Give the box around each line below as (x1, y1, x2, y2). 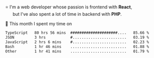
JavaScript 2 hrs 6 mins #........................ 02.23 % (5, 39, 149, 45)
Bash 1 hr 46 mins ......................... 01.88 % (5, 44, 149, 49)
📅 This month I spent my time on (5, 21, 72, 26)
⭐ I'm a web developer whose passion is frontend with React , (5, 4, 132, 10)
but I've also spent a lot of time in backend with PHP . (12, 11, 122, 17)
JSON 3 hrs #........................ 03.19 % (5, 35, 149, 40)
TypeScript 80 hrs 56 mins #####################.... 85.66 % (5, 30, 149, 35)
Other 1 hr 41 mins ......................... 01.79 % (5, 49, 149, 54)
